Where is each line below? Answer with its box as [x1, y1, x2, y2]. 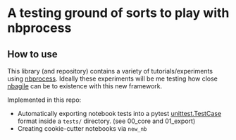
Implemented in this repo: [7, 95, 82, 104]
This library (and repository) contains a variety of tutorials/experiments [7, 67, 213, 75]
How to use [7, 48, 58, 60]
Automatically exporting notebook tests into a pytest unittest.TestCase [17, 110, 222, 117]
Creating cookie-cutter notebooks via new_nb [17, 124, 147, 132]
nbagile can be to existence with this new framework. [7, 82, 163, 90]
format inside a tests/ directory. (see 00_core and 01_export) [17, 117, 196, 125]
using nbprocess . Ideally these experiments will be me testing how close [7, 74, 218, 83]
